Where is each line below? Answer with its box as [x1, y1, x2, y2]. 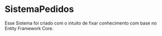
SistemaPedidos [5, 3, 74, 15]
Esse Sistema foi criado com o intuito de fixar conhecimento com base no [5, 20, 157, 26]
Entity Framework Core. [5, 25, 54, 31]
